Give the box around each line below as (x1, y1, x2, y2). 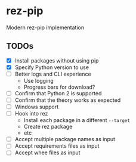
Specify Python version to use (14, 64, 89, 71)
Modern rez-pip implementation (6, 24, 85, 31)
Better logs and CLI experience (14, 70, 91, 77)
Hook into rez (14, 110, 48, 117)
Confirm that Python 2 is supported (14, 89, 102, 96)
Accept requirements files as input (14, 142, 100, 149)
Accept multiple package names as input (14, 136, 115, 143)
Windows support (14, 103, 59, 111)
